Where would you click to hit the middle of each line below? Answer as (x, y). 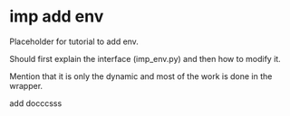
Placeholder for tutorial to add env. (74, 41)
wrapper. (26, 85)
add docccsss (36, 103)
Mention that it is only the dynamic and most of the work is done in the (141, 76)
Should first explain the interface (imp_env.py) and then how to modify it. (145, 58)
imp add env (57, 17)
